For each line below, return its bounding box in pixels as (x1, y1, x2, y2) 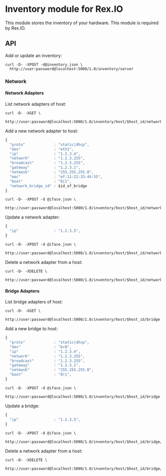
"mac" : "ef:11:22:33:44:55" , (9, 174, 103, 179)
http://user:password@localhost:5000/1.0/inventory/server (9, 66, 134, 71)
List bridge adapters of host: (5, 299, 63, 305)
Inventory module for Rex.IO (5, 3, 124, 15)
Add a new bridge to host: (5, 326, 58, 332)
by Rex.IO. (5, 25, 26, 31)
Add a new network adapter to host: (5, 128, 79, 134)
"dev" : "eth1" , (9, 147, 74, 152)
